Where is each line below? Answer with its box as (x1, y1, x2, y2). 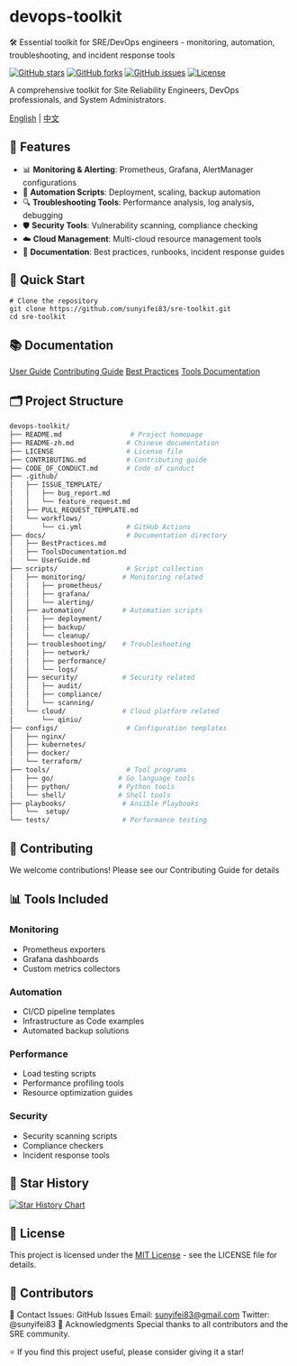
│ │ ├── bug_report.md (9, 489, 111, 498)
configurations (22, 177, 77, 188)
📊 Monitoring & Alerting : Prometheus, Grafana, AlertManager (22, 164, 254, 175)
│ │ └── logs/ (9, 665, 78, 674)
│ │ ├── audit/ (9, 682, 83, 691)
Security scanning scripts (22, 1130, 118, 1141)
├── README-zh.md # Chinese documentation (9, 438, 220, 447)
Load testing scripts (22, 1068, 96, 1079)
